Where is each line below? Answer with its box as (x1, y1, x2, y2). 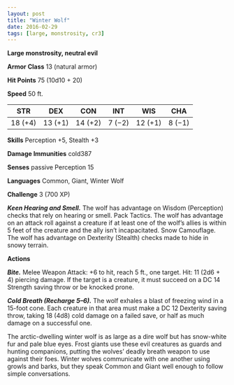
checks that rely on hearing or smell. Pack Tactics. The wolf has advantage (7, 211, 224, 220)
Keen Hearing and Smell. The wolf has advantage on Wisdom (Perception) (7, 204, 224, 212)
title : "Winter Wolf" (7, 17, 71, 24)
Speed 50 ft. (7, 90, 43, 98)
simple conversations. (7, 370, 71, 378)
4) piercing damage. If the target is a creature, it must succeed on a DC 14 (7, 276, 221, 284)
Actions (7, 255, 31, 263)
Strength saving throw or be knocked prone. (7, 283, 135, 291)
